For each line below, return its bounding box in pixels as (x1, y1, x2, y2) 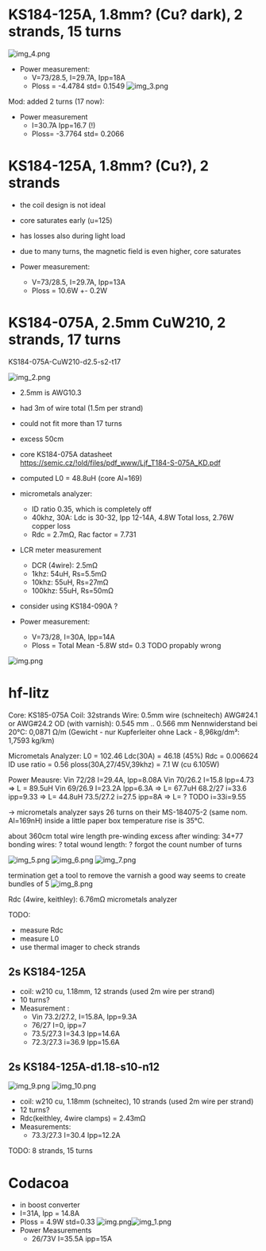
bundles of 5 (8, 878, 50, 889)
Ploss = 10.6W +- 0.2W (31, 285, 107, 295)
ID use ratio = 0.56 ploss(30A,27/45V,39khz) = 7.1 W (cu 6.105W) (8, 759, 220, 769)
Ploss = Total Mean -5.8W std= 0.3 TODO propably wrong (31, 640, 222, 650)
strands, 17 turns (8, 330, 121, 349)
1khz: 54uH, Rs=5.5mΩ (31, 569, 107, 578)
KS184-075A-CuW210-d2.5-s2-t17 (8, 357, 121, 366)
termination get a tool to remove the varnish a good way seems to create (8, 870, 246, 880)
